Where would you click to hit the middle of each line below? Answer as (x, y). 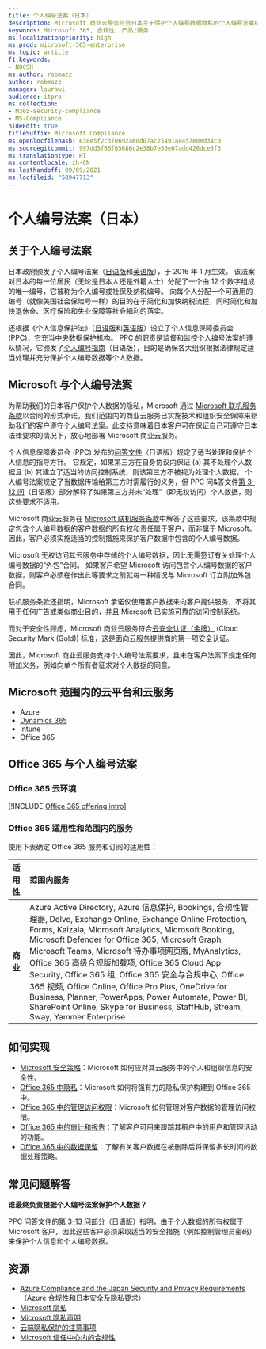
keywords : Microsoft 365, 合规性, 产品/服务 (78, 30)
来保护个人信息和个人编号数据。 (60, 1241)
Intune (30, 729)
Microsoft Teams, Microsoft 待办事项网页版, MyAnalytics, (135, 951)
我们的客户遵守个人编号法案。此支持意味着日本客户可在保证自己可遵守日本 (136, 425)
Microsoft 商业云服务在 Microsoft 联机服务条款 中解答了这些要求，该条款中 (129, 518)
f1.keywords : (30, 60)
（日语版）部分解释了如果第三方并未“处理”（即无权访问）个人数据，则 (138, 491)
